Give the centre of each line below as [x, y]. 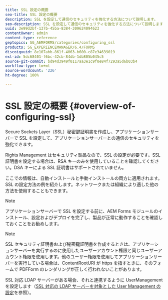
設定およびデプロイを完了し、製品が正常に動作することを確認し [97, 217]
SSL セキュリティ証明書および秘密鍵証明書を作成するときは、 [69, 244]
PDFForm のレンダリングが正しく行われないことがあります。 [82, 269]
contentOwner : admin [27, 33]
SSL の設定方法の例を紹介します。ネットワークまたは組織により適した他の [82, 184]
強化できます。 [20, 144]
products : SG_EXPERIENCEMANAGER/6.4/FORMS [50, 47]
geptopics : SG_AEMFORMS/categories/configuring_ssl [60, 43]
